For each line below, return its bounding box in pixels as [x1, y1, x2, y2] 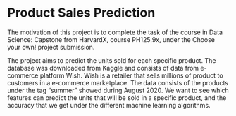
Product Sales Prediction [7, 5, 156, 21]
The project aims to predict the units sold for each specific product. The [7, 56, 216, 64]
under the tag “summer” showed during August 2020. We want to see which [7, 86, 229, 94]
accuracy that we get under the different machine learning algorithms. [7, 101, 211, 109]
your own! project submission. [7, 43, 95, 51]
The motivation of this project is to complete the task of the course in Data [7, 28, 223, 36]
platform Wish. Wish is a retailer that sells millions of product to [39, 71, 223, 80]
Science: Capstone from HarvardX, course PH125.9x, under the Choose [7, 35, 216, 43]
